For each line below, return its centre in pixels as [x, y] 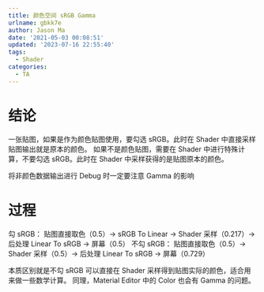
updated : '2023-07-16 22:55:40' [61, 45]
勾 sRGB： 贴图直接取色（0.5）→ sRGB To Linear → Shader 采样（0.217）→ [132, 234]
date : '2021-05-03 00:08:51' [56, 37]
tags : [17, 52]
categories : [28, 67]
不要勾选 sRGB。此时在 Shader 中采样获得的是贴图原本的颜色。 [125, 159]
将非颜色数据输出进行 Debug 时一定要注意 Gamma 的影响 [102, 175]
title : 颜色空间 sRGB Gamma [52, 15]
